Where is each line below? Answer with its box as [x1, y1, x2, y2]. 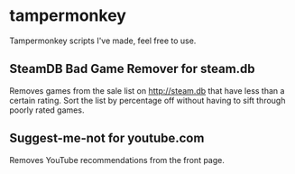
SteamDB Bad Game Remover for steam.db [9, 61, 255, 77]
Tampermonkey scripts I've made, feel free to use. [9, 35, 197, 46]
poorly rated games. [9, 105, 85, 115]
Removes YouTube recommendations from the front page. [9, 154, 226, 165]
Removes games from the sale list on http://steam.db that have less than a [9, 85, 285, 96]
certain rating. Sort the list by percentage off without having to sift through [9, 95, 286, 105]
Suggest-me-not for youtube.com [9, 131, 205, 146]
